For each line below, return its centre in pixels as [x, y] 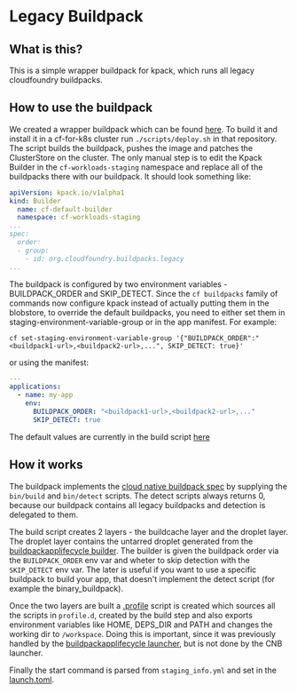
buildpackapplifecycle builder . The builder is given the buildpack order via [144, 550]
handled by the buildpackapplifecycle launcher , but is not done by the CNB [146, 643]
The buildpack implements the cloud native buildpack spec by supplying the [148, 486]
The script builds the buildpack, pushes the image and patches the [131, 147]
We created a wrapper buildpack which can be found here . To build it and [143, 129]
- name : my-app [45, 395]
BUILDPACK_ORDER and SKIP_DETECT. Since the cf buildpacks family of [144, 293]
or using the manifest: [49, 362]
